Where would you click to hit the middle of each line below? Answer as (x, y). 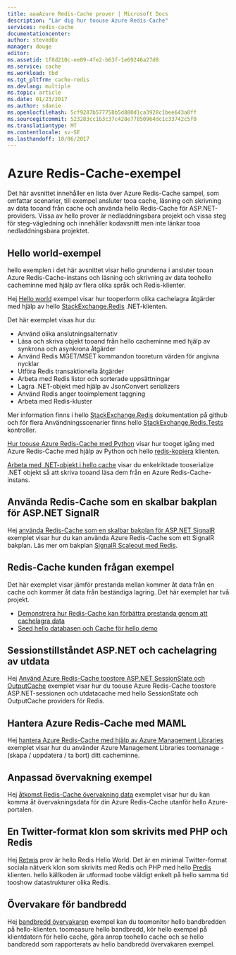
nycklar (28, 364)
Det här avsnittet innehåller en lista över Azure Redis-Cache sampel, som (113, 193)
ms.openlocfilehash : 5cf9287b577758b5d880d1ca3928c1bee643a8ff (102, 112)
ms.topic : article (34, 93)
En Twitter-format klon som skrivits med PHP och (118, 832)
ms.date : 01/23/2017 (38, 100)
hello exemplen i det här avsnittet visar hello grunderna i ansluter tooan (110, 270)
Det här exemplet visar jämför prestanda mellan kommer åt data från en (111, 585)
